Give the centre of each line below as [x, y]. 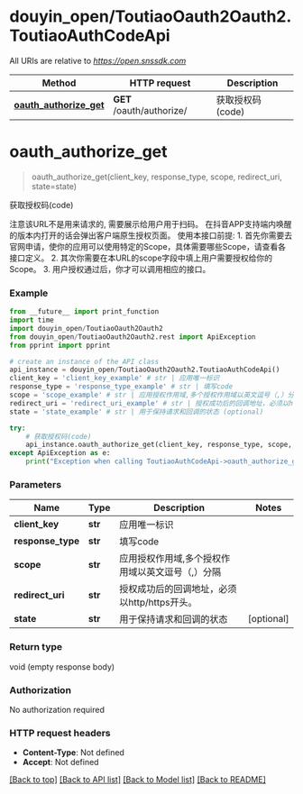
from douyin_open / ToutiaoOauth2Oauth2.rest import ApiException [133, 337]
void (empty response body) [62, 666]
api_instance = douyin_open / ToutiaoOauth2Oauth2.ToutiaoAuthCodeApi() [145, 370]
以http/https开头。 [158, 603]
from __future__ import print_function [84, 312]
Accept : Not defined [60, 762]
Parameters [35, 484]
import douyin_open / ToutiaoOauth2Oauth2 [87, 328]
